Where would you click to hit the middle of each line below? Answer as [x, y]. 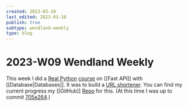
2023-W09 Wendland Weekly [80, 62]
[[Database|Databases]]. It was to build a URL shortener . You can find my [94, 85]
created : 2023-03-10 [31, 11]
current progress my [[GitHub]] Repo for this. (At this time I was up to [89, 91]
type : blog [19, 33]
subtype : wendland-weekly [37, 28]
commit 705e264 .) [28, 97]
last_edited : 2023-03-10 [36, 17]
